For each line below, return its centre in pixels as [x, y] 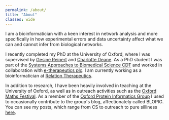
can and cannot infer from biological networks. [54, 45]
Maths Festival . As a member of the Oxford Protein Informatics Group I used [84, 96]
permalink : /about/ [26, 10]
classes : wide [20, 19]
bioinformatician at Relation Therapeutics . [49, 76]
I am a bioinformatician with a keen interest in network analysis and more [81, 34]
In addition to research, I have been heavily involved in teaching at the [78, 86]
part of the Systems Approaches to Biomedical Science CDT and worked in [84, 65]
